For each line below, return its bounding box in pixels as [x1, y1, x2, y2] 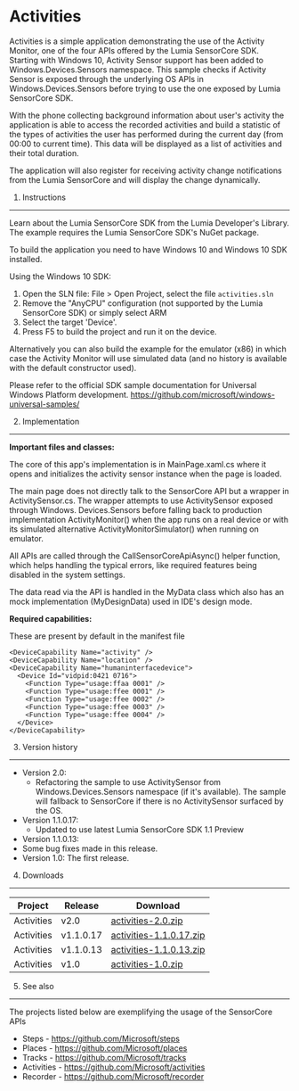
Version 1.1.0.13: [21, 833, 80, 844]
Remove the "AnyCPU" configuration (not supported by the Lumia [21, 297, 263, 309]
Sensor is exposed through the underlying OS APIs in [9, 73, 205, 84]
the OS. [35, 805, 64, 815]
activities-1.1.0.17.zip [110, 929, 206, 941]
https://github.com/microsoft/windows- [130, 389, 276, 400]
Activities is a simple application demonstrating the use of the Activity [9, 36, 265, 46]
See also [21, 980, 55, 991]
